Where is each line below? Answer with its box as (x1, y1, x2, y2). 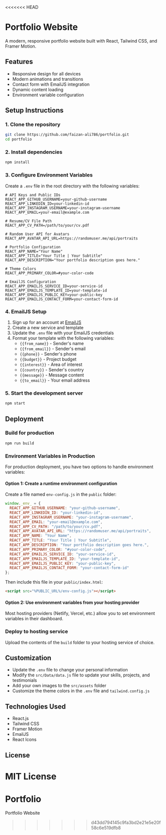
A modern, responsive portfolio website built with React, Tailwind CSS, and (5, 38, 157, 44)
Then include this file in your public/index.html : (5, 579, 103, 585)
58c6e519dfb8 (91, 825, 121, 831)
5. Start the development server (5, 389, 83, 396)
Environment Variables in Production (5, 452, 95, 459)
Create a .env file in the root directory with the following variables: (5, 183, 140, 189)
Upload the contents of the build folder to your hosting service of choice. (5, 639, 155, 645)
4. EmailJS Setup (5, 308, 47, 315)
